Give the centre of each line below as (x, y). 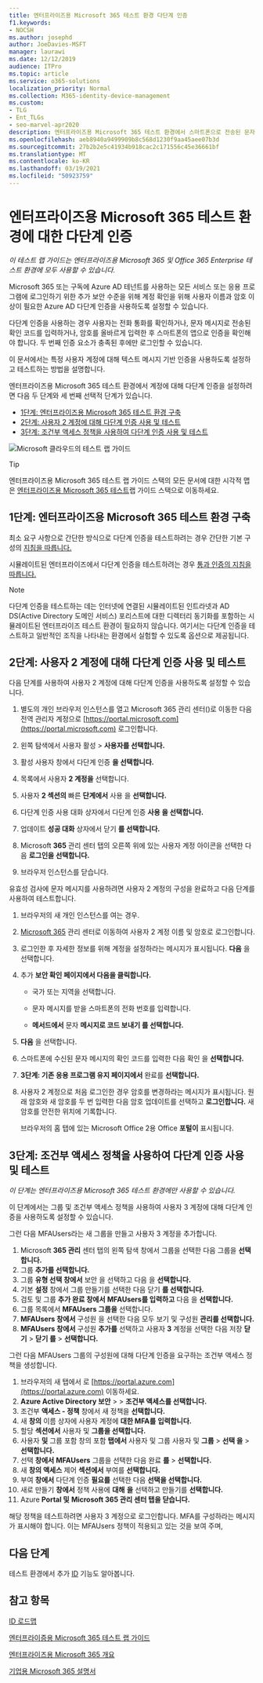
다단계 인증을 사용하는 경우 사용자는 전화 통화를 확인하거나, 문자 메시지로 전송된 (130, 323)
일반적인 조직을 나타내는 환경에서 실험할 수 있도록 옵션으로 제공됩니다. (142, 635)
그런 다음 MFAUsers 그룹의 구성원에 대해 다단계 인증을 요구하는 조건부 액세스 (127, 1356)
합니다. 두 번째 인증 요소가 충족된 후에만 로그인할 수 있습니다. (110, 342)
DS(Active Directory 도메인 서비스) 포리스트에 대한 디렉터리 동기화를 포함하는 (128, 615)
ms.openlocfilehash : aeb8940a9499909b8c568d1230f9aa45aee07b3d (114, 139)
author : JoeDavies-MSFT (48, 45)
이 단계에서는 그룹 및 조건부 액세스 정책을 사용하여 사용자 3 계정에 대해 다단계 (127, 1207)
